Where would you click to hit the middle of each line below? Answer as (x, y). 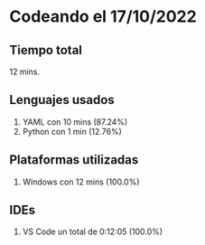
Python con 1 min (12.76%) (72, 131)
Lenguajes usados (62, 100)
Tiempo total (46, 50)
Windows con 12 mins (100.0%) (81, 182)
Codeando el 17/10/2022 (103, 17)
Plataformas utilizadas (74, 160)
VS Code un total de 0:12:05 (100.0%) (93, 231)
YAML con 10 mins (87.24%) (75, 122)
